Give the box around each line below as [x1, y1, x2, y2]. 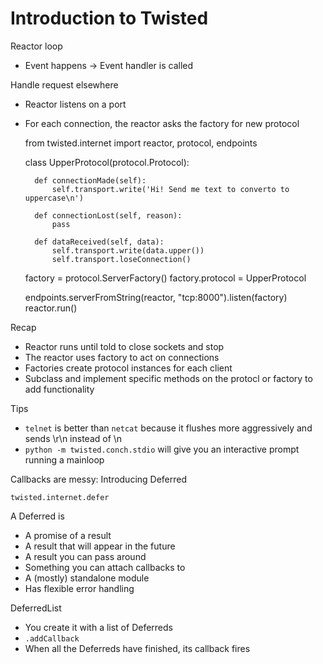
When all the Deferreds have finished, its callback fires [24, 642, 251, 654]
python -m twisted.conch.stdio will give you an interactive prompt [24, 443, 300, 455]
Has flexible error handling [24, 582, 135, 594]
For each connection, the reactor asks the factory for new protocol [24, 117, 300, 129]
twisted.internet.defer [10, 492, 110, 502]
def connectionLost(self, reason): [34, 210, 183, 221]
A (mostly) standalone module [24, 572, 150, 584]
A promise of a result [24, 529, 112, 541]
